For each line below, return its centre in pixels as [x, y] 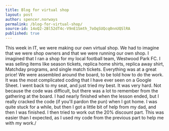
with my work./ [21, 123]
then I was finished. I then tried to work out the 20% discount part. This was [85, 112]
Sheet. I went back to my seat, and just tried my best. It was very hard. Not [83, 85]
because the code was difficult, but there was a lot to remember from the [82, 91]
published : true [22, 33]
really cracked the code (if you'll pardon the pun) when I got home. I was [81, 101]
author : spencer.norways [31, 19]
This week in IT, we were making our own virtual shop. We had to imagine [82, 48]
